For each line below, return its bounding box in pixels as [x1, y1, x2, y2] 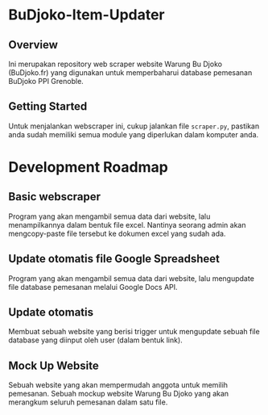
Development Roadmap [8, 158, 169, 176]
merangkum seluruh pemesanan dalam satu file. [8, 397, 168, 407]
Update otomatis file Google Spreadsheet [8, 252, 220, 266]
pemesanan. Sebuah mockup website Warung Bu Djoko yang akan [8, 389, 229, 399]
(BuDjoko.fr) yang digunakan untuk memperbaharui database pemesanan [8, 68, 253, 78]
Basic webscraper [8, 190, 101, 203]
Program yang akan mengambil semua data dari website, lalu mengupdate [8, 273, 255, 283]
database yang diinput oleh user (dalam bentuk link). [8, 335, 183, 345]
